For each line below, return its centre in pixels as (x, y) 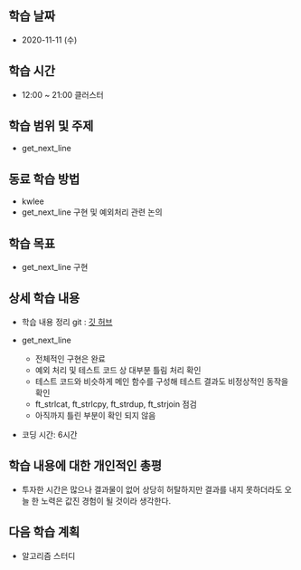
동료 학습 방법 (44, 179)
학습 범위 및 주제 (51, 126)
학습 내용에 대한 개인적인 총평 (85, 466)
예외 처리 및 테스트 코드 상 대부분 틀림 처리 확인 (118, 370)
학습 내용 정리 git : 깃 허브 (67, 322)
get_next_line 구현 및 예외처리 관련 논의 (92, 212)
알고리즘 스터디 (48, 556)
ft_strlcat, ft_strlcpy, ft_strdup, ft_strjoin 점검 (116, 404)
